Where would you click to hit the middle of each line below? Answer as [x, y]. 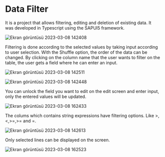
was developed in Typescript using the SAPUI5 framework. [65, 28]
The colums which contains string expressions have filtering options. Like [80, 115]
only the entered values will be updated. [46, 96]
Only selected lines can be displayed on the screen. [57, 140]
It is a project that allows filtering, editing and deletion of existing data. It [78, 23]
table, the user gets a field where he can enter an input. [61, 63]
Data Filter [27, 9]
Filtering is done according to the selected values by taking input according [82, 47]
